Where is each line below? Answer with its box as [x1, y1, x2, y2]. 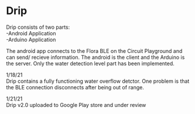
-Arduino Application [6, 36, 56, 43]
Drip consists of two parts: [6, 24, 70, 31]
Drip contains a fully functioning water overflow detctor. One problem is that [6, 78, 190, 85]
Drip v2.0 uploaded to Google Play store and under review [6, 101, 146, 108]
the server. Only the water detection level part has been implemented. [6, 60, 175, 67]
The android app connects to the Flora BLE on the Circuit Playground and [6, 47, 183, 54]
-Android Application [6, 29, 57, 36]
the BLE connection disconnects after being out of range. [6, 83, 145, 90]
